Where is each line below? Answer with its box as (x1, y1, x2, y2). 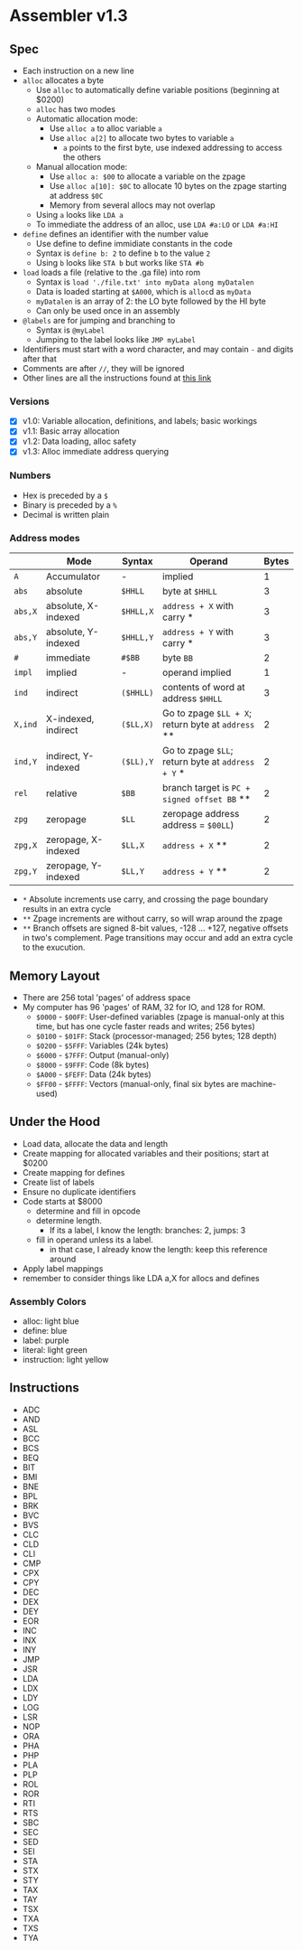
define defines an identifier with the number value (22, 229, 209, 239)
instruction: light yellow (22, 1355, 109, 1365)
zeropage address (161, 808, 240, 820)
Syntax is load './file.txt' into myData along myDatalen (35, 277, 254, 287)
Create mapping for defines (22, 1167, 125, 1177)
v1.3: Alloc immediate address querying (22, 446, 170, 457)
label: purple (22, 1335, 69, 1346)
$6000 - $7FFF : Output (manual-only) (35, 1049, 170, 1060)
